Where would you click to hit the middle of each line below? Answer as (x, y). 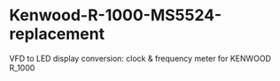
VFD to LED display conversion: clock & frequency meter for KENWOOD (140, 58)
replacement (57, 34)
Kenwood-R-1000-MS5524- (116, 15)
